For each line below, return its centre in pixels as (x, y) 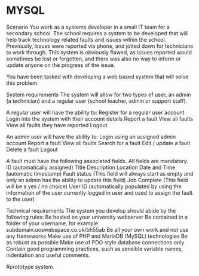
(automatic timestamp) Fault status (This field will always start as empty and (100, 173)
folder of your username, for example (52, 223)
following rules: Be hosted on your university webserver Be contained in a (97, 217)
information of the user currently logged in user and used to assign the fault (99, 192)
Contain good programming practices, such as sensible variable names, (95, 249)
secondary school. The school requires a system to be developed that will (97, 33)
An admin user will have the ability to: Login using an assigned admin (91, 137)
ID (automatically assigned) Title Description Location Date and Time (91, 167)
